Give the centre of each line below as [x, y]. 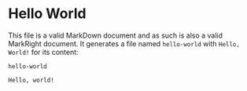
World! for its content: [43, 52]
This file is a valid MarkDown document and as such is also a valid [115, 35]
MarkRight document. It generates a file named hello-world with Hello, [124, 43]
